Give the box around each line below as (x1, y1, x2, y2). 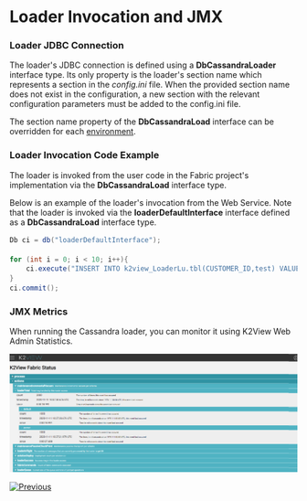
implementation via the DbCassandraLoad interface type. (9, 179, 227, 190)
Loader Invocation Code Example (9, 149, 160, 162)
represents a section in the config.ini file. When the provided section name (9, 80, 291, 91)
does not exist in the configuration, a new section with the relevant (9, 89, 260, 100)
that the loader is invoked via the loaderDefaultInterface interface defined (9, 207, 291, 218)
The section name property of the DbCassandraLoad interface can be (9, 116, 274, 127)
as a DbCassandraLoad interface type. (9, 217, 157, 228)
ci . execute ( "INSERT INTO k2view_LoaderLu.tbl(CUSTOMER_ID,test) (26, 264, 276, 273)
